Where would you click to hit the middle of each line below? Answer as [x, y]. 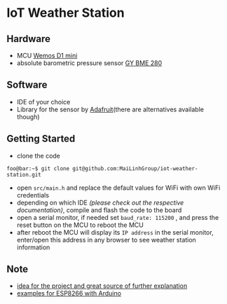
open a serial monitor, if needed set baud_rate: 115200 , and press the [118, 217]
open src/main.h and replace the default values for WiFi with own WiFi [118, 188]
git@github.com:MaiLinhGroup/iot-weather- [135, 168]
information [33, 247]
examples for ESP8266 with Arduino [69, 293]
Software [27, 85]
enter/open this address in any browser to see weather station [106, 240]
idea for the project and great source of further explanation [102, 286]
